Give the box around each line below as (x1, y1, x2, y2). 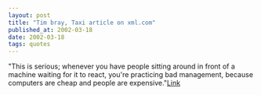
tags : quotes (8, 40, 51, 48)
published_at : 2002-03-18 (8, 26, 92, 33)
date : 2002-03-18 (8, 33, 65, 41)
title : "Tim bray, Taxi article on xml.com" (8, 19, 156, 26)
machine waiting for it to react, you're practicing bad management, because (8, 70, 253, 79)
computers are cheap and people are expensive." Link (8, 79, 181, 88)
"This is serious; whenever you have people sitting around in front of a (8, 62, 235, 71)
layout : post (8, 11, 51, 19)
